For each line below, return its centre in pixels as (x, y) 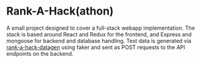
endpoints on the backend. (40, 53)
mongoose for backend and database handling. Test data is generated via (99, 41)
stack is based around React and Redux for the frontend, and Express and (99, 34)
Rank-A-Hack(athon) (60, 11)
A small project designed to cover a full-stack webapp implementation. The (100, 28)
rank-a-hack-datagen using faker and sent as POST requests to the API (96, 47)
